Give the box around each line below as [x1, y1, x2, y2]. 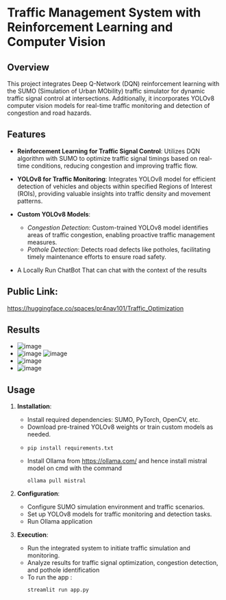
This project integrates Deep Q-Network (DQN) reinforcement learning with [7, 80, 220, 87]
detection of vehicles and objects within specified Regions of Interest [16, 182, 212, 190]
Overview [7, 61, 50, 73]
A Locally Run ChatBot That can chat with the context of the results [16, 266, 208, 274]
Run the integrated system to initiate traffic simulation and [27, 544, 190, 553]
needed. [27, 430, 51, 438]
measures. [27, 238, 58, 246]
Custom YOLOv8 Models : [16, 210, 91, 218]
